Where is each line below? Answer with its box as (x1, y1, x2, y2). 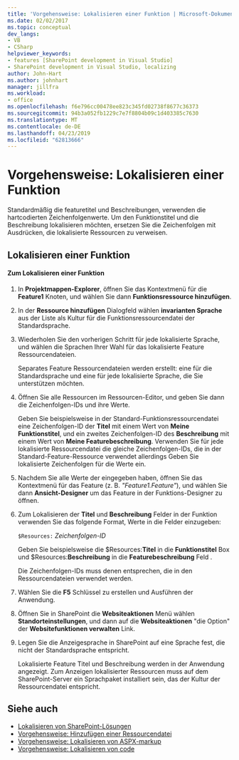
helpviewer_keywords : (7, 51, 72, 58)
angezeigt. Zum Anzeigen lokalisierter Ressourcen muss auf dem (17, 667, 208, 675)
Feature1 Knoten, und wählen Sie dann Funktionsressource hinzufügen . (17, 292, 232, 301)
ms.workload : (7, 90, 46, 97)
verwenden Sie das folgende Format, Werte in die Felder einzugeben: (17, 517, 222, 526)
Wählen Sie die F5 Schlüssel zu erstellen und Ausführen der (17, 588, 193, 596)
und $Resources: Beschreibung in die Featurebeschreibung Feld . (17, 553, 213, 561)
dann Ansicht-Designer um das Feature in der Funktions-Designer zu (17, 489, 223, 497)
